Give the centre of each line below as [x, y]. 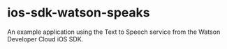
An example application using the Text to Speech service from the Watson [114, 32]
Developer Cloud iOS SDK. [45, 39]
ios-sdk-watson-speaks [79, 13]
